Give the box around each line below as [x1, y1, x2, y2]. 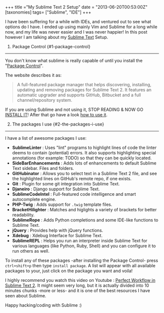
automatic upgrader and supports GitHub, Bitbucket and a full [17, 92, 141, 98]
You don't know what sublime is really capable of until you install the [5, 58, 143, 63]
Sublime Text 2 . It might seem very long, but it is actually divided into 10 [5, 282, 149, 288]
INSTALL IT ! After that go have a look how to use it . [5, 112, 108, 117]
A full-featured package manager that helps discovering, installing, [17, 82, 152, 87]
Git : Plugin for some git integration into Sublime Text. [12, 181, 120, 186]
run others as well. [12, 248, 50, 254]
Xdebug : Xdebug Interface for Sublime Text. [12, 233, 103, 238]
